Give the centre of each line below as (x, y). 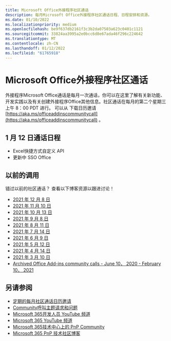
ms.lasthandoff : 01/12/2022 (35, 48)
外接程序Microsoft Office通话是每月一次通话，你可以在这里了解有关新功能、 (85, 95)
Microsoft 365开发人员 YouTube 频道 (51, 314)
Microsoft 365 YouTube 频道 (42, 320)
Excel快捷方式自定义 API (38, 151)
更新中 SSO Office (32, 158)
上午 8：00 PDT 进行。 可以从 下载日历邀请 (51, 108)
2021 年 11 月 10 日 (32, 206)
